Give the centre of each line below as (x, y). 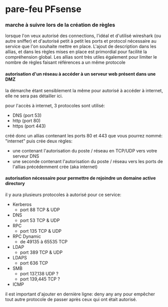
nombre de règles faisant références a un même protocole (65, 62)
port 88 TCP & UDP (40, 210)
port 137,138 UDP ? (39, 273)
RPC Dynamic (27, 236)
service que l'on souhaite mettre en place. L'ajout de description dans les (81, 47)
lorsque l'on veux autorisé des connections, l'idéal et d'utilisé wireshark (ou (83, 36)
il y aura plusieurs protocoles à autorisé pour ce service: (63, 195)
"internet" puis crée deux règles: (39, 141)
